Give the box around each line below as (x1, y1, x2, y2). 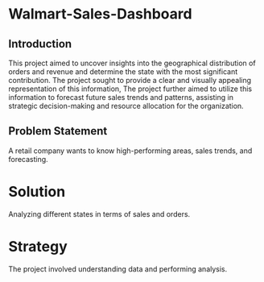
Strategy (8, 237, 68, 255)
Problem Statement (8, 124, 108, 138)
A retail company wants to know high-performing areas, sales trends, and (8, 146, 253, 156)
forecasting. (8, 154, 48, 164)
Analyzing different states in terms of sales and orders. (8, 209, 191, 218)
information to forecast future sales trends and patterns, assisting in (8, 93, 233, 102)
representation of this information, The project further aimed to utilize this (8, 84, 252, 93)
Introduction (8, 37, 72, 51)
